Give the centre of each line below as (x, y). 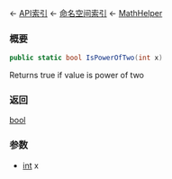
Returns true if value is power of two (77, 76)
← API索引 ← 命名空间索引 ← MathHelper (86, 13)
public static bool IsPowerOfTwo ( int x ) (86, 58)
